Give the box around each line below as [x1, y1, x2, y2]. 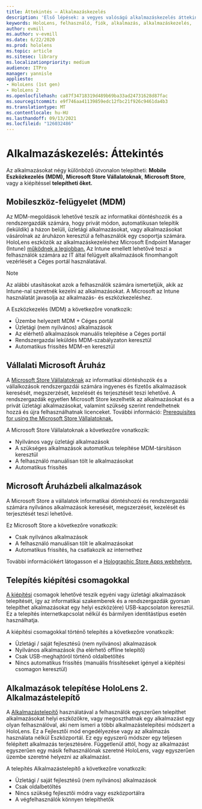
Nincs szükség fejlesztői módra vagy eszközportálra [14, 790, 145, 797]
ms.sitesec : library [6, 54, 58, 60]
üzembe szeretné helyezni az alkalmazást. [6, 754, 111, 761]
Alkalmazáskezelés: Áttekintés [6, 147, 164, 160]
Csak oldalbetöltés [14, 783, 61, 790]
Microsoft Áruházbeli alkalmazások [6, 481, 142, 492]
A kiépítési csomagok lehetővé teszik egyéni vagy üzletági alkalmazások [6, 591, 186, 598]
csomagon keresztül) [14, 666, 68, 673]
